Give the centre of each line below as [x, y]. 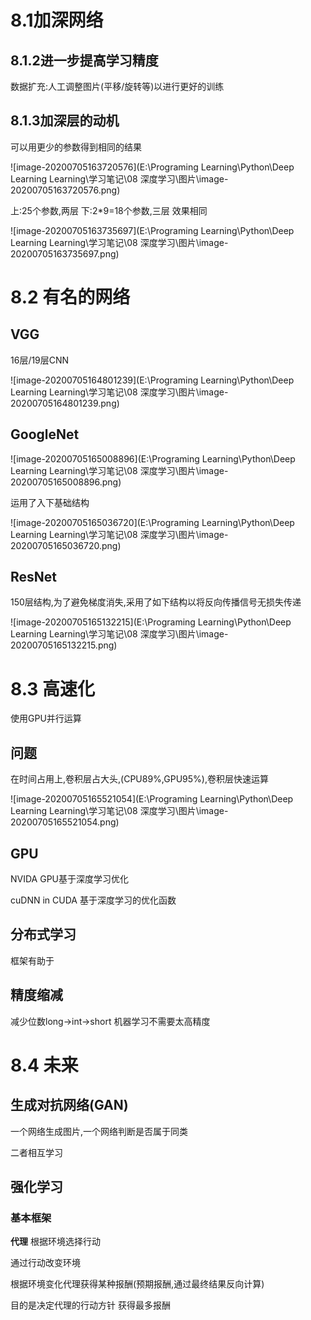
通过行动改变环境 [45, 1263]
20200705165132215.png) [64, 645]
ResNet [34, 577]
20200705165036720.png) [66, 545]
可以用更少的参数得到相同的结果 [76, 147]
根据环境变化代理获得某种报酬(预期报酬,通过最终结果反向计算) [137, 1284]
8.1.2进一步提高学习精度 [84, 60]
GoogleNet [45, 434]
